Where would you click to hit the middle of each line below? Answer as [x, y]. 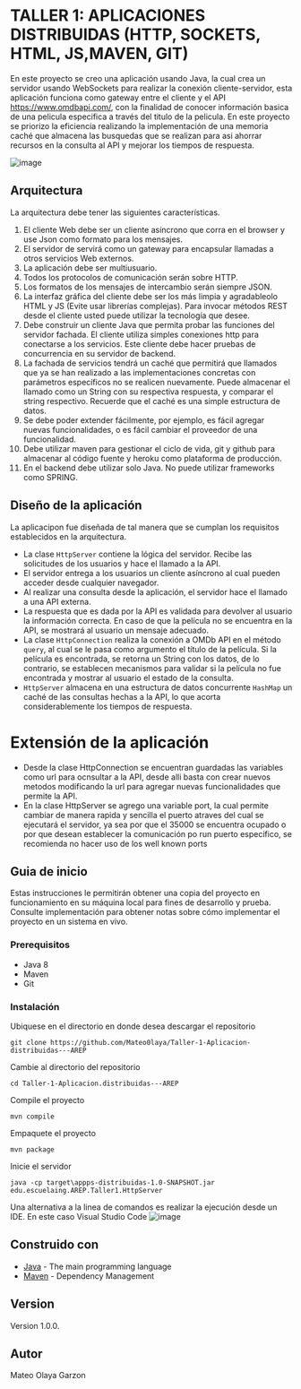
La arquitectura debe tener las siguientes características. [115, 212]
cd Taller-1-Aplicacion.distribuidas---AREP [95, 1083]
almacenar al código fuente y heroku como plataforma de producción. [152, 458]
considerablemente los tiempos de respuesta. [107, 706]
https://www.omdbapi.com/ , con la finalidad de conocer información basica [150, 107]
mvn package [32, 1149]
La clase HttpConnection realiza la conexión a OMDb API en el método [152, 639]
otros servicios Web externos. [78, 258]
